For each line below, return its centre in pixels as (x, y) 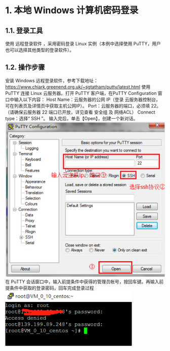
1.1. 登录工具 (24, 31)
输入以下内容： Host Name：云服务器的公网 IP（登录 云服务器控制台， (87, 99)
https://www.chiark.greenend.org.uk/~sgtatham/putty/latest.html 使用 (78, 87)
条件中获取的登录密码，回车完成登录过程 (52, 288)
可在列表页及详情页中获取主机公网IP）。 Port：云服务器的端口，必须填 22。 (83, 106)
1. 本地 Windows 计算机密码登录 (72, 10)
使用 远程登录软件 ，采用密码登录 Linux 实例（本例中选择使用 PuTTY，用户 (83, 44)
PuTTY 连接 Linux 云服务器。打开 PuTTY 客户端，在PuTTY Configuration (81, 93)
